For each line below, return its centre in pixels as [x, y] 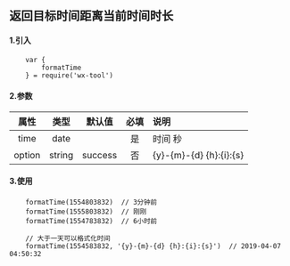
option [27, 155]
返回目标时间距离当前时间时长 [91, 16]
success [99, 155]
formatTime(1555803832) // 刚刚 [86, 212]
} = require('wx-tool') [70, 75]
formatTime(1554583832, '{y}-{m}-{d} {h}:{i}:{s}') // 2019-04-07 [153, 246]
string [61, 155]
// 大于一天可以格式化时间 [68, 238]
